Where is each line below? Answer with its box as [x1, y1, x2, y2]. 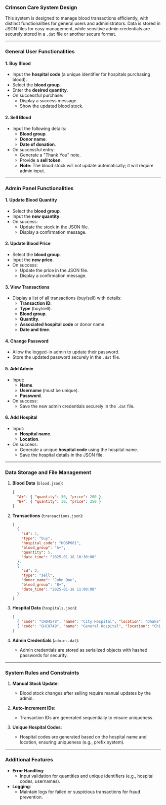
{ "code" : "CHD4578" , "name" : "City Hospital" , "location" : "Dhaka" [17, 619, 161, 624]
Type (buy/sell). [19, 306, 52, 312]
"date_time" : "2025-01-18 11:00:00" [21, 587, 97, 592]
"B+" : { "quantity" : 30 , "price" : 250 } [17, 499, 101, 504]
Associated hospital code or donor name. [19, 322, 106, 328]
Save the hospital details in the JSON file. [19, 452, 104, 458]
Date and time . [19, 327, 50, 333]
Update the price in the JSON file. [19, 267, 88, 273]
